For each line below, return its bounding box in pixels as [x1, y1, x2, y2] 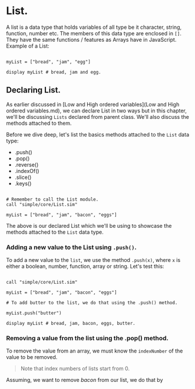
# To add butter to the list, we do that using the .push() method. [6, 300, 178, 306]
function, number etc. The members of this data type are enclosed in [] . [6, 29, 181, 36]
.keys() [14, 179, 32, 187]
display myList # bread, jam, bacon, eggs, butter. [6, 321, 135, 327]
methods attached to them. [6, 119, 72, 127]
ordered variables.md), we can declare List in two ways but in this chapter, [6, 107, 187, 114]
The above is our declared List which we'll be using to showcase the [6, 222, 172, 229]
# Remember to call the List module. [6, 196, 99, 202]
